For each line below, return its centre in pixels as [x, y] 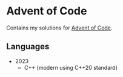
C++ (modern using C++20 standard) [71, 67]
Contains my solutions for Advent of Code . [59, 28]
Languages [28, 47]
